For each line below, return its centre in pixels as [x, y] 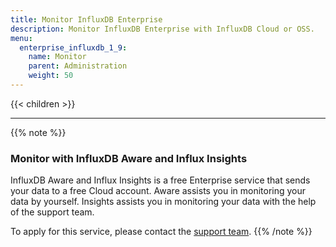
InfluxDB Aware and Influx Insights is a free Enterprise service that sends [160, 180]
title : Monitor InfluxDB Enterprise [86, 19]
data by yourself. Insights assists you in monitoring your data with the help [163, 202]
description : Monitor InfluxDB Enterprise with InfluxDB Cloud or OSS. [162, 29]
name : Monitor [57, 57]
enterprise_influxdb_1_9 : [73, 47]
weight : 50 [51, 76]
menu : [21, 38]
